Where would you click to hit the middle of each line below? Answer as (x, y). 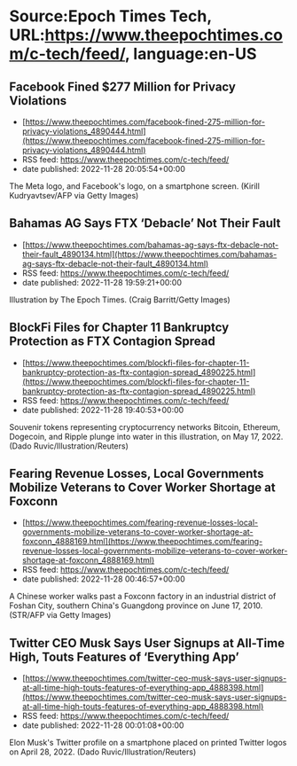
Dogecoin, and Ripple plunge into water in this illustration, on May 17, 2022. (146, 436)
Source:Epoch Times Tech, (110, 16)
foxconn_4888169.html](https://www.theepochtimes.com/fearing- (142, 542)
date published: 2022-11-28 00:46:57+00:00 (104, 579)
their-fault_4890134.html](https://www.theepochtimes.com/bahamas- (149, 254)
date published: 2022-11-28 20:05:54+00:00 (104, 169)
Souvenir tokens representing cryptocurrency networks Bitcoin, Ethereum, (145, 426)
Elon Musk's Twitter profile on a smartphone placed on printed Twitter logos (148, 743)
